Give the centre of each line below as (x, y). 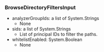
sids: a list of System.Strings (41, 29)
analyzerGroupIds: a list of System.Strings (56, 18)
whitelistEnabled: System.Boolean (47, 39)
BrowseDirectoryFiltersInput (40, 7)
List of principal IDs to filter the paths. (59, 34)
